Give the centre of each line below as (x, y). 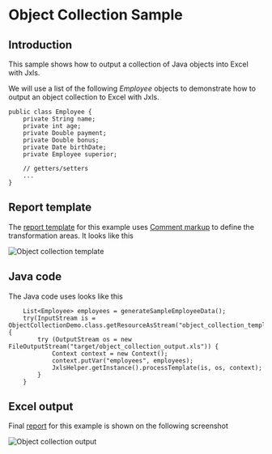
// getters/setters (56, 168)
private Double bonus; (61, 140)
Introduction (40, 45)
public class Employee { (50, 112)
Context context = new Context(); (110, 354)
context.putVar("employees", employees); (123, 361)
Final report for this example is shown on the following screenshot (119, 426)
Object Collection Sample (96, 15)
